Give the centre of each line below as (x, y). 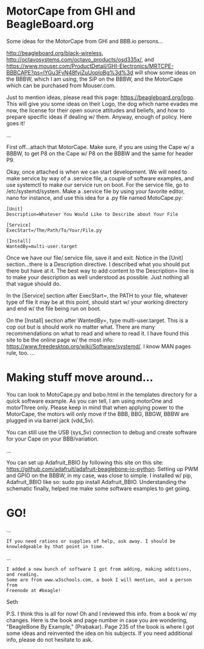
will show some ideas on (165, 72)
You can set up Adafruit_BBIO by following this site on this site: (85, 462)
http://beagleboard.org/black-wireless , (55, 53)
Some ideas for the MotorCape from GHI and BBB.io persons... (85, 41)
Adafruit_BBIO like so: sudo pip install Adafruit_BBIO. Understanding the (97, 482)
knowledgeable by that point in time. (55, 546)
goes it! (16, 123)
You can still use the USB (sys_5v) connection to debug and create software (101, 432)
